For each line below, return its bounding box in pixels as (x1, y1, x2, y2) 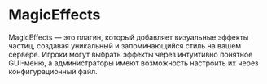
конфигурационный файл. (8, 66, 98, 76)
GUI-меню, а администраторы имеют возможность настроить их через (8, 58, 259, 68)
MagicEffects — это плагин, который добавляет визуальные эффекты (8, 32, 249, 42)
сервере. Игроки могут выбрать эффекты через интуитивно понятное (8, 49, 253, 59)
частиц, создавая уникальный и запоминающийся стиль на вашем (8, 40, 242, 50)
